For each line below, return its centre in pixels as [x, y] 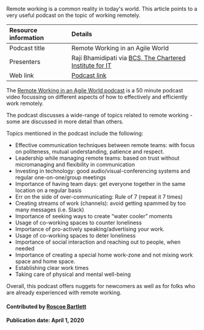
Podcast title [27, 48]
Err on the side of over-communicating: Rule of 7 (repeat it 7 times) [99, 197]
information [27, 38]
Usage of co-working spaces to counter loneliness [78, 222]
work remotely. [25, 103]
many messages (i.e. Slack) [49, 210]
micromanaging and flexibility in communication [75, 164]
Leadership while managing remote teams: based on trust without [97, 158]
